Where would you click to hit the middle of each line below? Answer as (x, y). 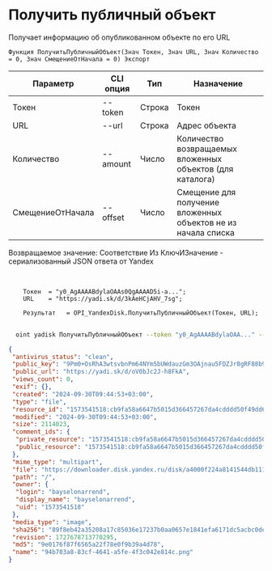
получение (198, 202)
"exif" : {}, (32, 387)
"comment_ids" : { (41, 432)
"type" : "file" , (39, 402)
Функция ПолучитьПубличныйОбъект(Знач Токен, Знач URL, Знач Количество (134, 52)
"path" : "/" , (34, 477)
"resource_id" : (37, 409)
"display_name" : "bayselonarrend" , (76, 500)
